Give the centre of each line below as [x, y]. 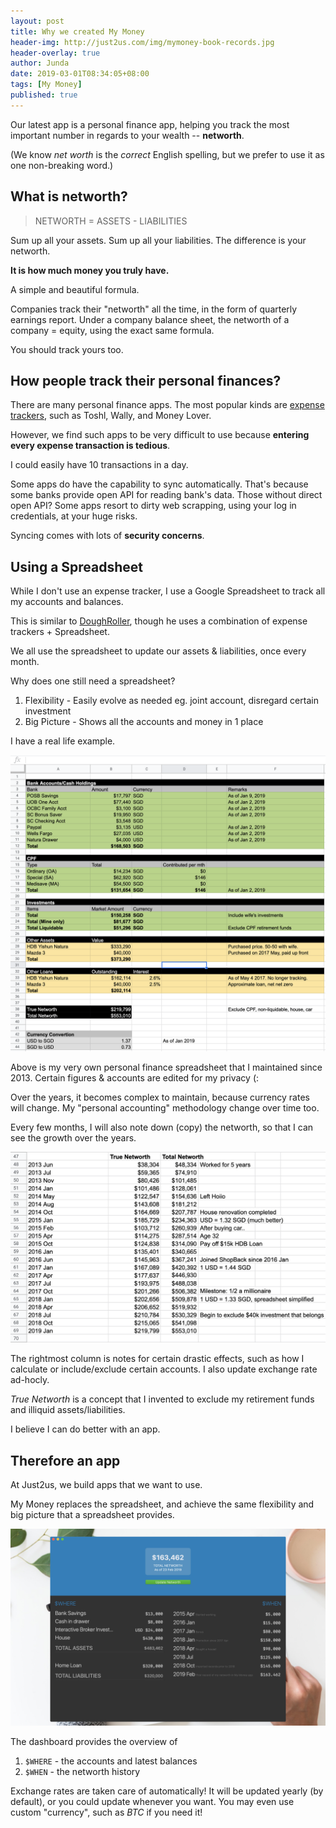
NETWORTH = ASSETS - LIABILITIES [111, 221]
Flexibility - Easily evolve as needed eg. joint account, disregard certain [171, 701]
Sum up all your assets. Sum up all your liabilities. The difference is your [158, 240]
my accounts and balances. [67, 602]
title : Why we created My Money [77, 31]
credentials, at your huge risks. [74, 516]
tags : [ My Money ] [46, 85]
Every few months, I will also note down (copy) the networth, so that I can [162, 1127]
